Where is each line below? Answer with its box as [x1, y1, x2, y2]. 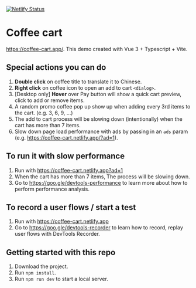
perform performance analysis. [14, 185, 90, 192]
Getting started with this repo [6, 247, 116, 257]
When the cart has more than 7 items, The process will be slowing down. [14, 173, 190, 180]
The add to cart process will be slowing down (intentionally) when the [14, 115, 183, 123]
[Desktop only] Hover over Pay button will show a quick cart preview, [14, 90, 182, 97]
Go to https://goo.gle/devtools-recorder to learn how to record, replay [14, 224, 183, 231]
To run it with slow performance [6, 151, 125, 161]
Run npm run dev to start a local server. [14, 276, 108, 283]
